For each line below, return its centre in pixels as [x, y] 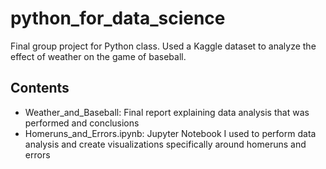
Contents [40, 88]
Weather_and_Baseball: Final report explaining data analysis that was [167, 112]
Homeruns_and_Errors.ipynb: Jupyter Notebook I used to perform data [170, 133]
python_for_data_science [118, 18]
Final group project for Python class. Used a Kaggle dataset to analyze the [163, 46]
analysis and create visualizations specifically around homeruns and [165, 144]
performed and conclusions [82, 123]
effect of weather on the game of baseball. [98, 56]
